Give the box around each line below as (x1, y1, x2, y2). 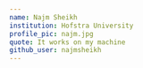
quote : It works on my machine (9, 37, 126, 47)
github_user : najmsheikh (9, 46, 102, 55)
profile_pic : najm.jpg (9, 29, 94, 38)
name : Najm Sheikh (9, 12, 78, 22)
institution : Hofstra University (9, 21, 134, 30)
